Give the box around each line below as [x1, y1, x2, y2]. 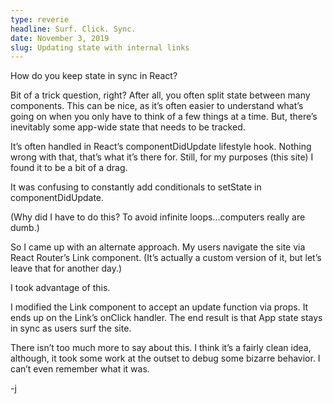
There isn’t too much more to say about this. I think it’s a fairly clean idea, [10, 342, 312, 354]
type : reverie [10, 14, 70, 25]
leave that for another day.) [10, 262, 123, 275]
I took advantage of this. [10, 282, 111, 294]
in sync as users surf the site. [10, 322, 132, 335]
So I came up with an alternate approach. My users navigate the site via [10, 241, 306, 253]
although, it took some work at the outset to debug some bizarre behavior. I [10, 352, 321, 365]
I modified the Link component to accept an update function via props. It [10, 301, 309, 313]
